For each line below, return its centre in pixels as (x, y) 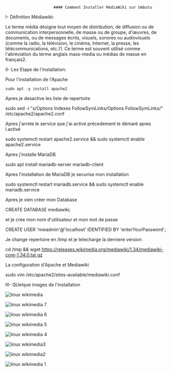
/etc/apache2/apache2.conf (35, 114)
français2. (16, 60)
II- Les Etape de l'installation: (36, 70)
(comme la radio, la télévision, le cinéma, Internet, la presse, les (72, 43)
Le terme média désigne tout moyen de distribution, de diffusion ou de (80, 27)
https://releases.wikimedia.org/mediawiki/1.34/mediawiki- (103, 249)
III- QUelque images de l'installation (43, 285)
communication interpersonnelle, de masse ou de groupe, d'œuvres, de (81, 32)
